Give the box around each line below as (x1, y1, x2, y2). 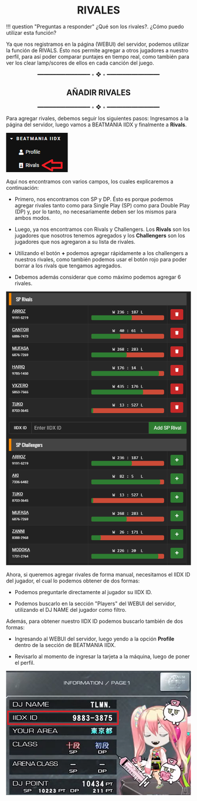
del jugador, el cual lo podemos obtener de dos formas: (6, 577, 140, 585)
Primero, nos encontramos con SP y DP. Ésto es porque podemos (14, 195, 174, 203)
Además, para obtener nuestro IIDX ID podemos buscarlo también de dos (6, 618, 184, 625)
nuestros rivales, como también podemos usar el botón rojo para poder (14, 256, 187, 263)
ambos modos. (14, 214, 51, 221)
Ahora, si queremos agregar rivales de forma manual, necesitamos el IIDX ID (6, 571, 191, 578)
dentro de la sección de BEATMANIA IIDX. (14, 642, 116, 649)
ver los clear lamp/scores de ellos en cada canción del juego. (6, 59, 154, 66)
